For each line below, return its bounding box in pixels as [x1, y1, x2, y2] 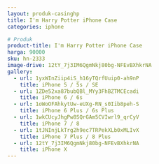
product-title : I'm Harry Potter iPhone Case [7, 43, 142, 50]
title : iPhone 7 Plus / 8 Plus [20, 133, 111, 140]
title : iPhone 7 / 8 [20, 120, 80, 127]
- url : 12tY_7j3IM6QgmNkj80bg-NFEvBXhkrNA [13, 140, 139, 147]
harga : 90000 [7, 49, 46, 56]
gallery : [7, 68, 33, 75]
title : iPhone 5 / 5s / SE [20, 81, 99, 88]
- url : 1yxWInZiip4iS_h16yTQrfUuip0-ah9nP [13, 75, 139, 82]
